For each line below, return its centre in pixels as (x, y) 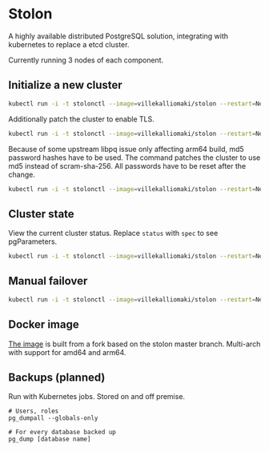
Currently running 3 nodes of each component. (86, 60)
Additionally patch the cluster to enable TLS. (81, 119)
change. (22, 174)
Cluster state (41, 214)
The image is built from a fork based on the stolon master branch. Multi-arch (134, 344)
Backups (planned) (57, 377)
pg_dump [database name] (50, 439)
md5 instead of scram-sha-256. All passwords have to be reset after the (127, 166)
